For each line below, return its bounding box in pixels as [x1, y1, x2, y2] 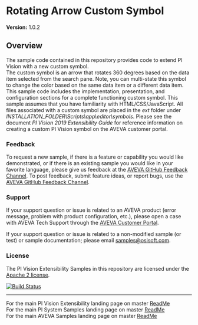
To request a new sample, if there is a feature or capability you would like [6, 153, 184, 160]
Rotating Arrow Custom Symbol [6, 4, 164, 18]
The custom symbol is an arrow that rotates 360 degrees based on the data [6, 69, 190, 76]
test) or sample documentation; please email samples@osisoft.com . [6, 237, 171, 244]
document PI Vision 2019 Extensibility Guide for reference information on [6, 119, 183, 126]
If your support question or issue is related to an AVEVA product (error [6, 206, 177, 214]
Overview [6, 41, 43, 51]
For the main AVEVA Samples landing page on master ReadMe [6, 312, 157, 319]
